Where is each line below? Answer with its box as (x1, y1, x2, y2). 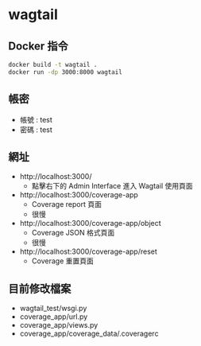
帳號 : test (19, 115, 53, 124)
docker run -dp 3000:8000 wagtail (8, 68, 123, 76)
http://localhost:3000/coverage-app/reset (19, 247, 157, 256)
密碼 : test (19, 125, 53, 134)
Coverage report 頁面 (31, 200, 102, 209)
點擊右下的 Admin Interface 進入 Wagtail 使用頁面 (31, 181, 193, 191)
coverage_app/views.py (19, 321, 99, 330)
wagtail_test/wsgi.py (19, 304, 87, 313)
